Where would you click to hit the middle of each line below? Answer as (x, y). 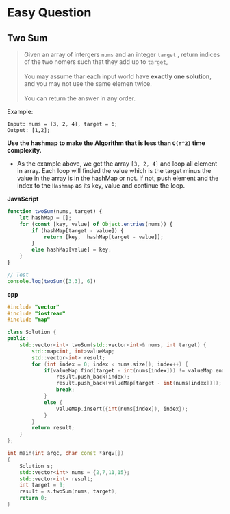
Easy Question (49, 13)
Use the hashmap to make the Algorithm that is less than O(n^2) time (106, 143)
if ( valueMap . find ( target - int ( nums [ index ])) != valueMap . (129, 370)
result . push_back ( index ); (93, 377)
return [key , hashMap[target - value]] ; (104, 237)
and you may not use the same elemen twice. (88, 83)
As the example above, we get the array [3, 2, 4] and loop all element (117, 164)
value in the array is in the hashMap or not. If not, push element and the (118, 178)
